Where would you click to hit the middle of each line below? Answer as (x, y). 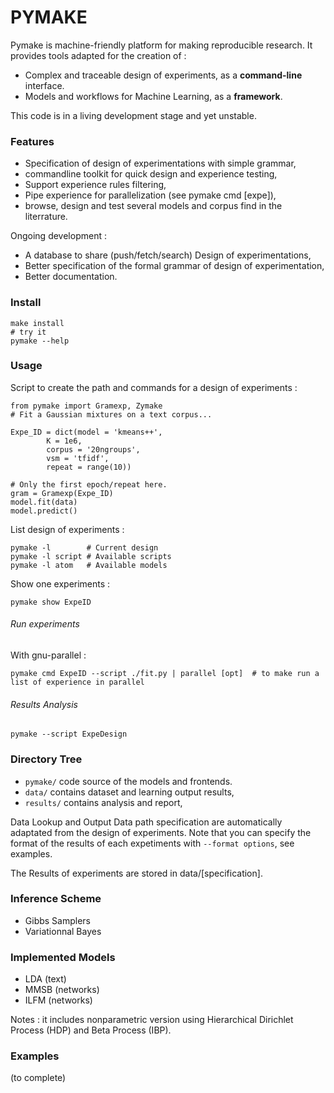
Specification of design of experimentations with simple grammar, (160, 163)
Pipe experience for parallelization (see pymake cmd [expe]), (150, 195)
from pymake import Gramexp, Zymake (86, 406)
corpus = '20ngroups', (93, 449)
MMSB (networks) (62, 990)
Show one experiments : (60, 583)
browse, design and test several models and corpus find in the (153, 206)
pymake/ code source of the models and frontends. (128, 781)
